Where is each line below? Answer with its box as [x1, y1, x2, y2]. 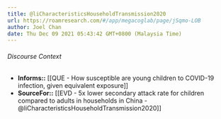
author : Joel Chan [7, 23, 62, 30]
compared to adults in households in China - [17, 96, 147, 105]
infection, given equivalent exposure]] [17, 81, 129, 90]
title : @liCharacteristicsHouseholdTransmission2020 [7, 10, 166, 18]
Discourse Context [7, 52, 62, 60]
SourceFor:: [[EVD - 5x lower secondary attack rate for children [17, 89, 204, 98]
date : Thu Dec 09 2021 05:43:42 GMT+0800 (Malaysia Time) [7, 30, 182, 38]
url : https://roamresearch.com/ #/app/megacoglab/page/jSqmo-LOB [7, 17, 201, 24]
